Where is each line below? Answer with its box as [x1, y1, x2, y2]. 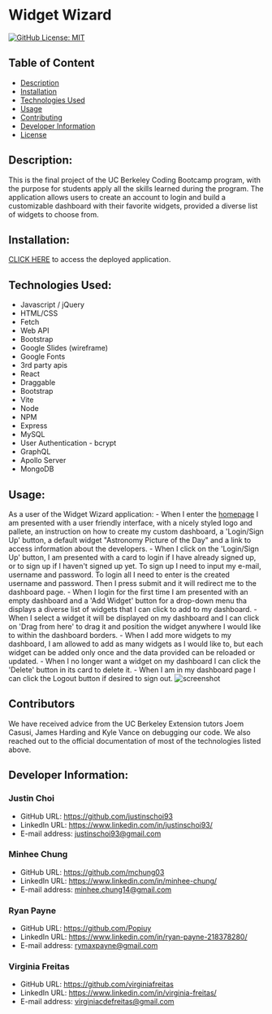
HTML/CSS [19, 308, 58, 318]
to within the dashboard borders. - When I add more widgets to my [8, 631, 231, 640]
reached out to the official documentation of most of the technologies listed [8, 736, 261, 745]
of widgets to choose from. [8, 209, 99, 219]
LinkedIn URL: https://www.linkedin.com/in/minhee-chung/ [19, 876, 218, 885]
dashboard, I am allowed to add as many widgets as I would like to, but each [8, 639, 264, 649]
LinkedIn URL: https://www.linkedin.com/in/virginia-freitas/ [19, 988, 217, 998]
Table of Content [8, 56, 95, 70]
